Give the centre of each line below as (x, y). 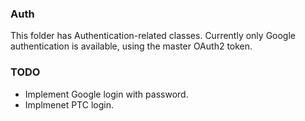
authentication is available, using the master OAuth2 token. (131, 46)
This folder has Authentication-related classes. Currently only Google (153, 36)
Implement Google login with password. (106, 94)
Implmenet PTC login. (69, 104)
